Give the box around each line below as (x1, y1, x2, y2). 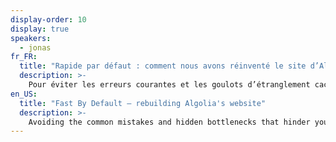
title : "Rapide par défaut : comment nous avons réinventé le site (19, 61, 307, 71)
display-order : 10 (10, 14, 87, 25)
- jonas (19, 42, 52, 53)
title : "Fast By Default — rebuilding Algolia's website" (19, 98, 267, 108)
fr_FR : (10, 52, 38, 62)
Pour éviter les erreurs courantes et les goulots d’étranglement (28, 80, 311, 90)
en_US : (10, 89, 38, 99)
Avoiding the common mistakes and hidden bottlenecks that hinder (28, 117, 311, 127)
